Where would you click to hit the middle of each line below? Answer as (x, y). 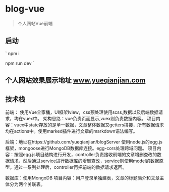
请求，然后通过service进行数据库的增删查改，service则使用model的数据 (84, 161)
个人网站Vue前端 (35, 23)
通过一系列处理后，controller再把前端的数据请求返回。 (70, 167)
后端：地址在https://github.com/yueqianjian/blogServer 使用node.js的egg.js (84, 141)
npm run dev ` (20, 63)
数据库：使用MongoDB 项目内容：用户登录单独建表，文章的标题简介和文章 (82, 178)
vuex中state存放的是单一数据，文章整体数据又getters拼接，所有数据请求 (89, 125)
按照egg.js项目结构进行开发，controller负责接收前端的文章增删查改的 (86, 154)
